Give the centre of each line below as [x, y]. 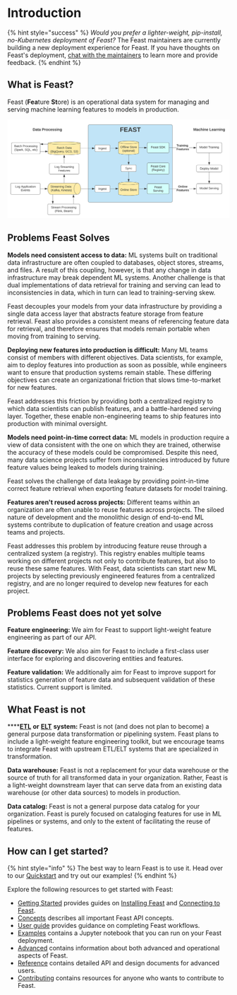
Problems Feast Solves [59, 238]
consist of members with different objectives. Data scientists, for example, [115, 357]
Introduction [44, 13]
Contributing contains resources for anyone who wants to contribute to [121, 978]
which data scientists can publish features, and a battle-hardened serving [115, 408]
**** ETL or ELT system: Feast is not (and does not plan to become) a [108, 727]
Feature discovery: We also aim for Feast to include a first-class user [108, 651]
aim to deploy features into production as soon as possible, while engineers [117, 364]
